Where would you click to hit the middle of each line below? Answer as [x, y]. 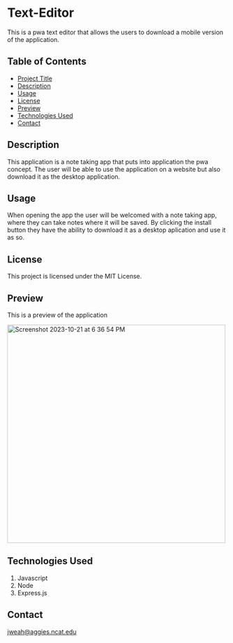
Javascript [32, 578]
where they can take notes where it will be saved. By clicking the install [109, 223]
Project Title [35, 78]
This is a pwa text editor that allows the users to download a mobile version [115, 32]
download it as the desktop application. [64, 177]
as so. [16, 237]
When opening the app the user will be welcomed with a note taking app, [112, 215]
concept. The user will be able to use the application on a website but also [114, 169]
